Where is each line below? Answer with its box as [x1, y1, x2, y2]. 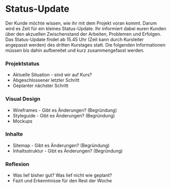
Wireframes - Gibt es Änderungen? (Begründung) [12, 107, 117, 113]
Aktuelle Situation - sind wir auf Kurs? [12, 72, 92, 78]
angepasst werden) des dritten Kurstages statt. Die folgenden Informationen [5, 41, 166, 48]
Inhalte [5, 131, 23, 138]
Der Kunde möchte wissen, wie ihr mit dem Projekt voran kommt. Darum [5, 20, 157, 26]
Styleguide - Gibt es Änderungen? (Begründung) [12, 112, 115, 118]
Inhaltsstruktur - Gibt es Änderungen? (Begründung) [12, 148, 123, 154]
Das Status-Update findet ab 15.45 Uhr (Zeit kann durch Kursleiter [5, 36, 144, 43]
